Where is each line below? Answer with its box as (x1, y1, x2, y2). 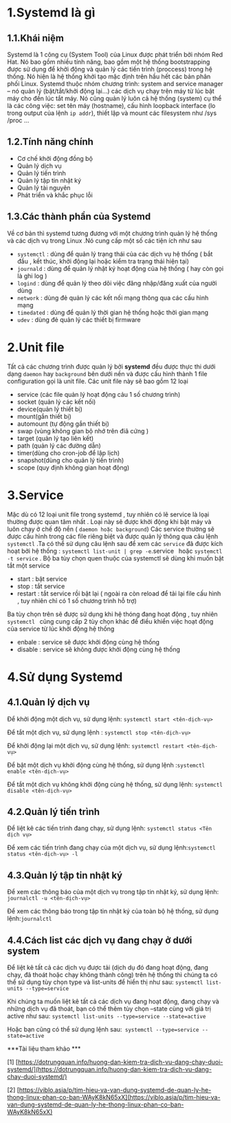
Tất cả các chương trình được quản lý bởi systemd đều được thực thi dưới (7, 362, 216, 371)
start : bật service (16, 574, 67, 582)
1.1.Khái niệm (7, 32, 64, 44)
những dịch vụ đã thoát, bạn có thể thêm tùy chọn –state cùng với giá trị (7, 1004, 212, 1012)
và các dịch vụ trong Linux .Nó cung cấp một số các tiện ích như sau (7, 236, 201, 245)
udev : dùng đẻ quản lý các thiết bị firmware (16, 315, 141, 324)
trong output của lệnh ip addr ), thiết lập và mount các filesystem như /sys (7, 109, 217, 117)
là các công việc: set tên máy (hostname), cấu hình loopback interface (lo (7, 102, 216, 109)
